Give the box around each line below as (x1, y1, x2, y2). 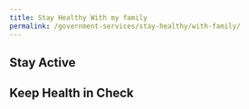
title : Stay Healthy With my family (9, 13, 148, 23)
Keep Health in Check (9, 86, 134, 101)
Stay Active (9, 55, 76, 70)
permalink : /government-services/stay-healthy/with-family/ (9, 22, 242, 31)
